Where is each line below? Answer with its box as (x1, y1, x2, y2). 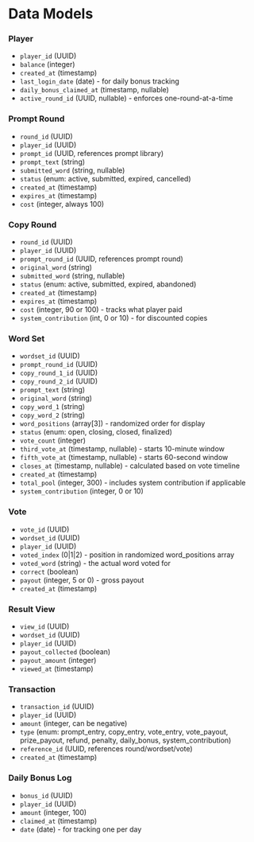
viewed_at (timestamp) (19, 664, 94, 673)
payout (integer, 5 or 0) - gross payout (19, 575, 144, 585)
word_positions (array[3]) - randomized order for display (19, 419, 206, 428)
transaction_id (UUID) (19, 702, 94, 711)
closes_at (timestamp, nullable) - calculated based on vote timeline (19, 461, 241, 470)
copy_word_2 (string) (19, 411, 86, 420)
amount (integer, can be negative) (19, 719, 128, 728)
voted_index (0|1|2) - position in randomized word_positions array (19, 550, 235, 559)
